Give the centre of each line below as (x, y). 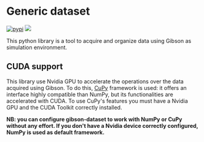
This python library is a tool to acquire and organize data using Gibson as (99, 40)
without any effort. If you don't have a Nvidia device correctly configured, (102, 125)
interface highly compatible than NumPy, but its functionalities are (90, 94)
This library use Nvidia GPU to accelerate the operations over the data (95, 81)
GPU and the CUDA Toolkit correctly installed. (64, 107)
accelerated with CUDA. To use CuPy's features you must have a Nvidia (97, 101)
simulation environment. (37, 47)
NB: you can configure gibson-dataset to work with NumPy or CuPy (94, 119)
